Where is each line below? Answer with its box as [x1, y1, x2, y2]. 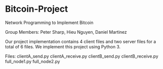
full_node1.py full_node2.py [5, 58, 60, 64]
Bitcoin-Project [5, 3, 68, 15]
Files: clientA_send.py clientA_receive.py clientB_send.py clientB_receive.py [5, 53, 159, 59]
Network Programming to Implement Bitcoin [5, 20, 94, 25]
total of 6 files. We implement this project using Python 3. [5, 44, 121, 49]
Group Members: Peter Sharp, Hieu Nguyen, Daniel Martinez [5, 29, 127, 35]
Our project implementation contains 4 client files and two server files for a [5, 38, 156, 45]
